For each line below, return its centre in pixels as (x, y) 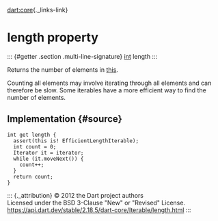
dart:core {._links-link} (38, 10)
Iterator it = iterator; (49, 153)
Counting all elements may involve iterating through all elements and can (109, 83)
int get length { (32, 135)
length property (53, 38)
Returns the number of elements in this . (63, 69)
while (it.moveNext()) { (49, 159)
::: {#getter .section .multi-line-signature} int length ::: (82, 56)
